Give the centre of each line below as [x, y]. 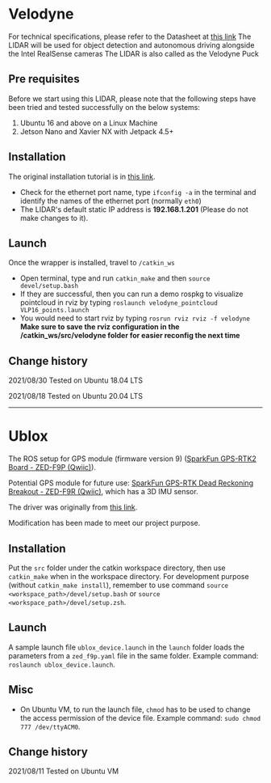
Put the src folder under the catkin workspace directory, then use [117, 568]
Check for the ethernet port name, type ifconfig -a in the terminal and [138, 192]
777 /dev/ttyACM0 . [50, 726]
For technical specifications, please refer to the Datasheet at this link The [130, 36]
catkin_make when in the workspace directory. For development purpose [129, 576]
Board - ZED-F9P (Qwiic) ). [52, 468]
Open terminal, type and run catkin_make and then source [115, 278]
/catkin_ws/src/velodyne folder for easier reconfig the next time [130, 336]
